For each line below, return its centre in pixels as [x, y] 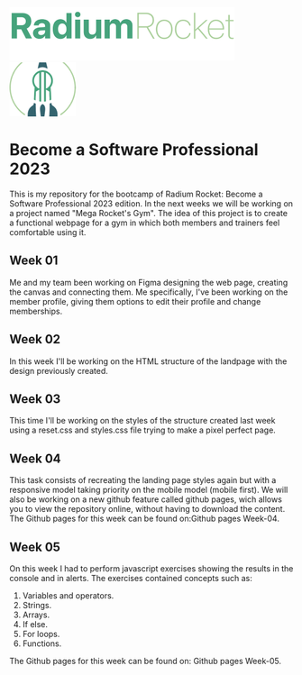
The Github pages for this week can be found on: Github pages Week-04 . [144, 519]
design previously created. [59, 370]
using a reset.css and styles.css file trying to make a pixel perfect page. [143, 430]
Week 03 [35, 399]
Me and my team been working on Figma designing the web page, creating [149, 282]
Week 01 [34, 261]
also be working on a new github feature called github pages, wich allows [146, 499]
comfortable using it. [48, 232]
